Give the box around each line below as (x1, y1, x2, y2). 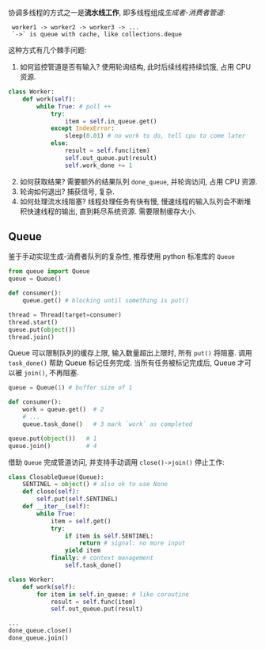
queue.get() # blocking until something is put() (22, 297, 190, 305)
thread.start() (8, 318, 59, 326)
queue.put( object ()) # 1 (8, 435, 97, 443)
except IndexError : (50, 124, 115, 133)
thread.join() (8, 333, 55, 341)
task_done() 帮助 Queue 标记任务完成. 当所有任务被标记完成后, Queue (8, 358, 236, 367)
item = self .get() (50, 517, 112, 525)
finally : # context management (50, 554, 154, 562)
